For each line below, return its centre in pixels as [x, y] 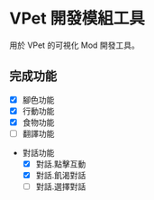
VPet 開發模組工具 [77, 18]
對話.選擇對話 [61, 186]
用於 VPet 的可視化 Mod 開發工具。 [74, 45]
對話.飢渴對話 [61, 176]
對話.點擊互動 [61, 164]
